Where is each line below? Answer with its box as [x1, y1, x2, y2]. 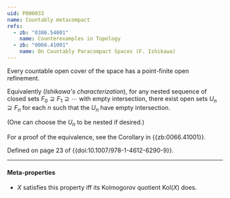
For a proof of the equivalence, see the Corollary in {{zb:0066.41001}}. [7, 133, 206, 141]
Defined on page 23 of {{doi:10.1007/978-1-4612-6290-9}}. [7, 146, 175, 154]
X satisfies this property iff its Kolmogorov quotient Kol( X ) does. [16, 184, 197, 192]
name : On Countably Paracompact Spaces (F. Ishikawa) [19, 48, 176, 55]
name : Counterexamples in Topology [19, 36, 121, 42]
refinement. [7, 74, 40, 82]
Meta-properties [7, 168, 56, 176]
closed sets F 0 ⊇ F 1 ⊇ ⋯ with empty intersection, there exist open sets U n [7, 94, 217, 104]
